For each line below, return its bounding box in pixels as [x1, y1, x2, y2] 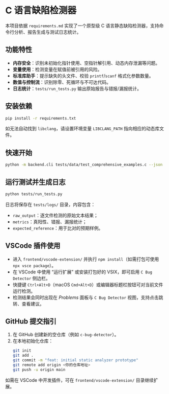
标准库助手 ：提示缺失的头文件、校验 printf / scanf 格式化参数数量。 [12, 73, 154, 79]
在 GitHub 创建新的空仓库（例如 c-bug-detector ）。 [12, 332, 119, 338]
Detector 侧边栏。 [12, 275, 51, 281]
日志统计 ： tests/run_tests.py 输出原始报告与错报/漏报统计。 [12, 85, 142, 91]
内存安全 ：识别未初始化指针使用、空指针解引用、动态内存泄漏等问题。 [12, 60, 160, 66]
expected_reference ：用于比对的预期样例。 [12, 225, 103, 231]
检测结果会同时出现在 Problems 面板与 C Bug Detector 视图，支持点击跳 [12, 294, 163, 300]
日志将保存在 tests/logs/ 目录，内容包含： [5, 201, 96, 207]
